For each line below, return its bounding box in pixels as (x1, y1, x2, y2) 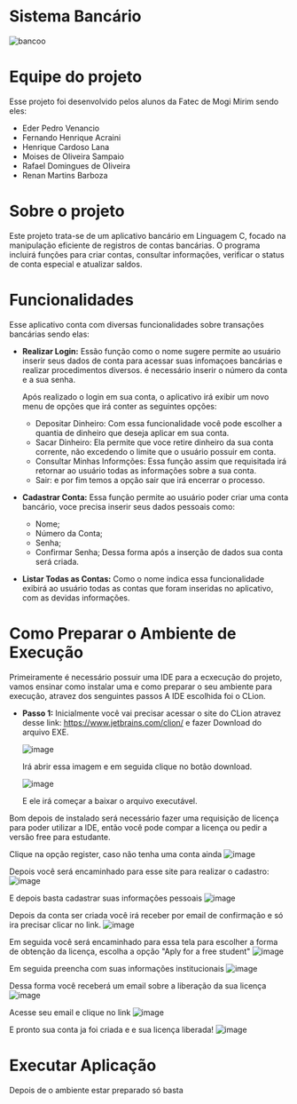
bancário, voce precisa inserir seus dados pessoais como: (21, 501, 236, 512)
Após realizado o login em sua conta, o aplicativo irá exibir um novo (21, 391, 270, 401)
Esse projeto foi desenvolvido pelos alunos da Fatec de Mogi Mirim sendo (9, 96, 279, 107)
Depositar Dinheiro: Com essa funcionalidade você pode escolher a (35, 417, 282, 428)
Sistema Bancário (9, 6, 142, 27)
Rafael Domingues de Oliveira (21, 160, 131, 171)
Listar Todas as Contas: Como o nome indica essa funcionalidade (21, 573, 264, 584)
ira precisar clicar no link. (9, 919, 102, 930)
